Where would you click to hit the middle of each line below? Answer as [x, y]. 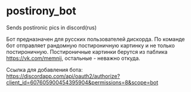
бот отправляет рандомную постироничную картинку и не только [90, 45]
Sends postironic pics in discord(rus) [52, 27]
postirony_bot [41, 11]
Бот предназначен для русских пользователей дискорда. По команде [95, 39]
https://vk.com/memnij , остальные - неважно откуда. [73, 58]
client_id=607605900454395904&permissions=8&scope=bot [82, 82]
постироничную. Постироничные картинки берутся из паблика [87, 51]
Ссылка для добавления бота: [44, 69]
